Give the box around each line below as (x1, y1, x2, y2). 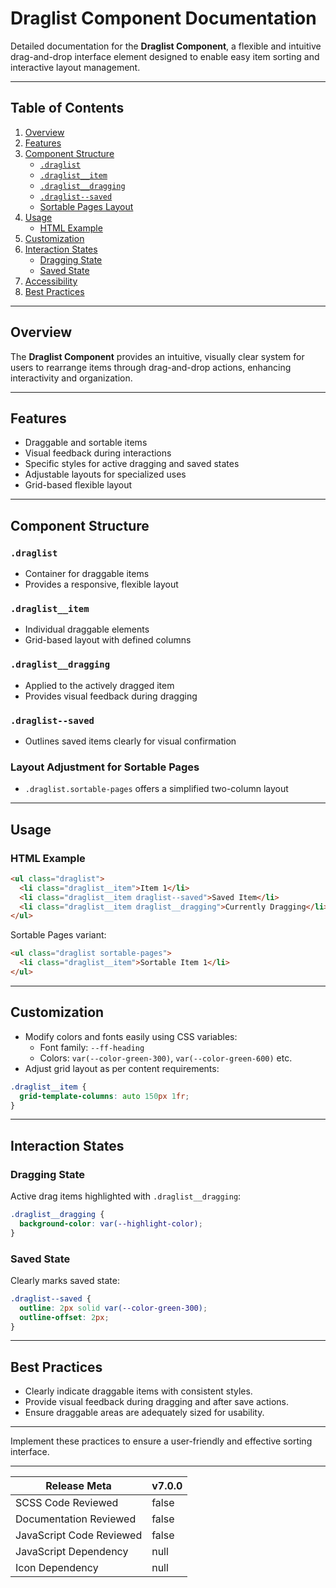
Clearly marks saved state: (10, 1274, 121, 1286)
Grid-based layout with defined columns (24, 634, 192, 646)
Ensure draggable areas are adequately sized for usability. (24, 1407, 265, 1419)
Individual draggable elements (24, 623, 150, 636)
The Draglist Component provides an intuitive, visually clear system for (10, 350, 305, 362)
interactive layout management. (10, 61, 141, 73)
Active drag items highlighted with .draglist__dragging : (10, 1190, 242, 1202)
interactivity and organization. (10, 372, 133, 384)
